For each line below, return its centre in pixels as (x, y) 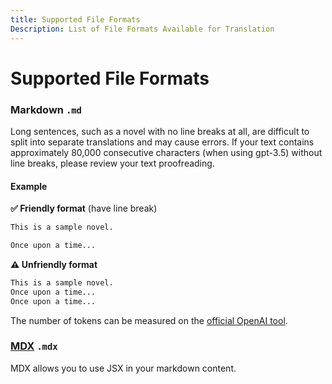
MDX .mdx (34, 346)
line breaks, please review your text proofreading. (112, 163)
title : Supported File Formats (75, 19)
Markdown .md (46, 109)
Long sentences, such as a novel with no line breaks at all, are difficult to (160, 131)
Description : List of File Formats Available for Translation (142, 29)
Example (29, 186)
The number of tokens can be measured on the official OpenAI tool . (149, 320)
